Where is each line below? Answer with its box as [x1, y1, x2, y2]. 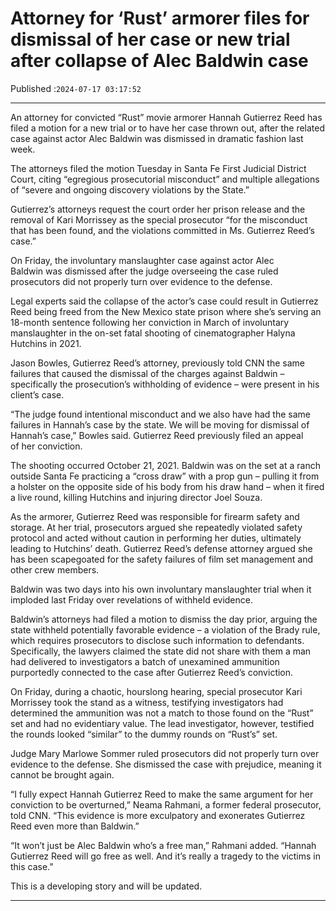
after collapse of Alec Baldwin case [10, 50, 309, 72]
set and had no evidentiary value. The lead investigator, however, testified [10, 717, 315, 729]
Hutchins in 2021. [10, 337, 82, 349]
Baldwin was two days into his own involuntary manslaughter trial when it [10, 583, 312, 595]
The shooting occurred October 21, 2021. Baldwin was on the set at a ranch [10, 459, 321, 471]
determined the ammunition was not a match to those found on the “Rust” [10, 707, 314, 719]
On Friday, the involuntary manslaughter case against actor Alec [10, 254, 275, 266]
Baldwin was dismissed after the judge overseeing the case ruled [10, 265, 279, 277]
